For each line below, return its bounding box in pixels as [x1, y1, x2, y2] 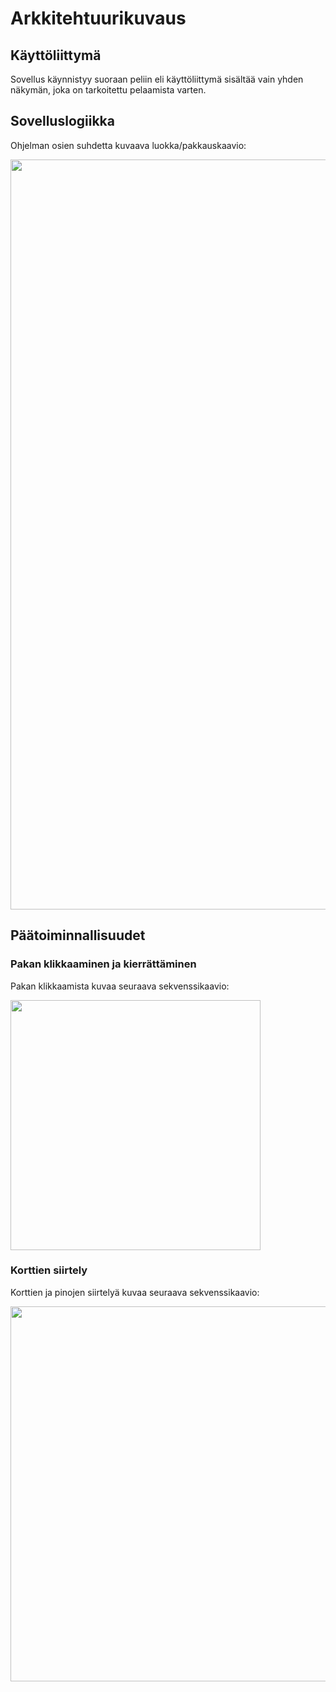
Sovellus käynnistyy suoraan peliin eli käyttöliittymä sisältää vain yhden [10, 73, 304, 85]
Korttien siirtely [10, 1263, 88, 1277]
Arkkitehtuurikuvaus [10, 7, 187, 30]
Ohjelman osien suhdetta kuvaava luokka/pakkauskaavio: [10, 139, 247, 151]
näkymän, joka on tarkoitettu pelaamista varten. [10, 84, 207, 96]
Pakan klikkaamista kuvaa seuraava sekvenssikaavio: [10, 980, 230, 992]
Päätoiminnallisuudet [10, 927, 146, 944]
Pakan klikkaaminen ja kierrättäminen [10, 957, 197, 971]
